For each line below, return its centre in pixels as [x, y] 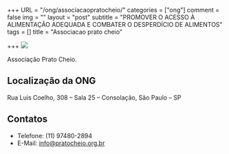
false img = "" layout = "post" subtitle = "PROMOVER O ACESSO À [101, 17]
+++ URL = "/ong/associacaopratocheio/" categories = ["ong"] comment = [113, 10]
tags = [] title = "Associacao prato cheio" [65, 32]
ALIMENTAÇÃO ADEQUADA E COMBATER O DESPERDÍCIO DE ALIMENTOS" [115, 24]
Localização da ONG [52, 81]
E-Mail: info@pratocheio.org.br [61, 143]
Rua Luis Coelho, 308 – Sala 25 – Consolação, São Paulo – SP [94, 97]
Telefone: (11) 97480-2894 [55, 135]
